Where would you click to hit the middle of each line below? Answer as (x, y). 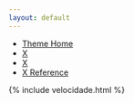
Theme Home (47, 43)
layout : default (39, 18)
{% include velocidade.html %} (67, 89)
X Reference (45, 72)
